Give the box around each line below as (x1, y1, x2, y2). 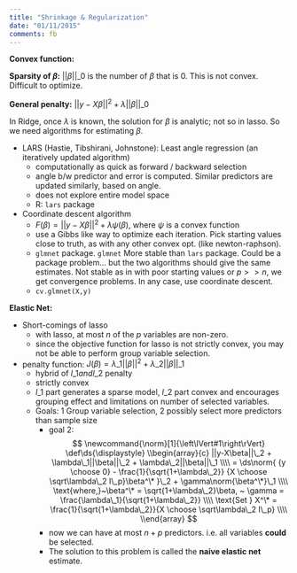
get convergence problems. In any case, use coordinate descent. (35, 275, 273, 286)
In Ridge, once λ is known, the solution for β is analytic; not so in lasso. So (9, 116, 281, 127)
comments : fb (9, 29, 58, 38)
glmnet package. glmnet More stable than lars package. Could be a (35, 247, 282, 258)
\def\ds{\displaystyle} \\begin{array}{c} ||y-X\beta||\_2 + (65, 448, 272, 459)
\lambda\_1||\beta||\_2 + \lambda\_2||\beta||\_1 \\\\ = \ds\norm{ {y (51, 457, 286, 468)
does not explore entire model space (35, 190, 170, 200)
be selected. (48, 537, 95, 547)
